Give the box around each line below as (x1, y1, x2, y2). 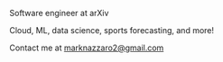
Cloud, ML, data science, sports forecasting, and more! (9, 25, 215, 35)
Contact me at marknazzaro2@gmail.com (9, 42, 164, 53)
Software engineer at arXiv (9, 8, 109, 18)
